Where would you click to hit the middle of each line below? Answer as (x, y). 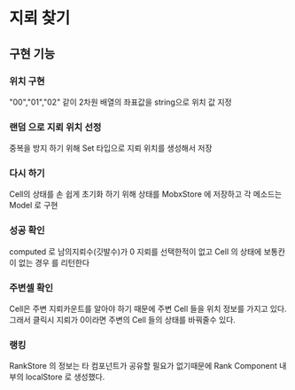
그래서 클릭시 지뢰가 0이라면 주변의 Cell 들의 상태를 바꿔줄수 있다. (123, 320)
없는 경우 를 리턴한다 (54, 262)
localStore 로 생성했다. (65, 377)
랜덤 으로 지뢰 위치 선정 (55, 127)
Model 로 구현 (34, 206)
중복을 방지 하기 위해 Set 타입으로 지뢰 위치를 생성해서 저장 (111, 148)
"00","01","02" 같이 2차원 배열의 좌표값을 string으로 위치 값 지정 (120, 102)
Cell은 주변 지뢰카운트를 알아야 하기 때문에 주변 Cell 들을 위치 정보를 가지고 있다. (148, 309)
